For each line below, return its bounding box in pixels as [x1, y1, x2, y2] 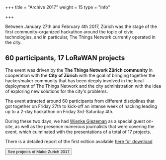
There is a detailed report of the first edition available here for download [5, 138, 153, 144]
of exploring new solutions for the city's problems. [5, 88, 108, 94]
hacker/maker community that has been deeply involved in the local [5, 77, 144, 84]
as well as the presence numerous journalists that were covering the [14, 123, 155, 129]
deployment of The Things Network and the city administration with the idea [5, 83, 162, 89]
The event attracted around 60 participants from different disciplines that [5, 98, 155, 104]
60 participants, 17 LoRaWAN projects [5, 54, 125, 62]
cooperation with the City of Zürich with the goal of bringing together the [5, 72, 156, 78]
